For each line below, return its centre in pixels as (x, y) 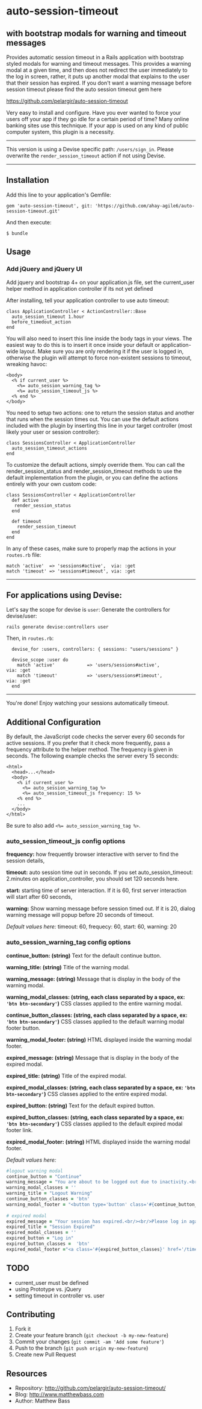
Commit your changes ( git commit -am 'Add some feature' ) (89, 1342)
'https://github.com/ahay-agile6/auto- (145, 206)
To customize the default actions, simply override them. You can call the (96, 464)
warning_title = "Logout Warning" (50, 1193)
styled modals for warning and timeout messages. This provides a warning (99, 64)
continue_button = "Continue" (44, 1176)
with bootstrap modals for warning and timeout (96, 33)
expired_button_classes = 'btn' (48, 1244)
